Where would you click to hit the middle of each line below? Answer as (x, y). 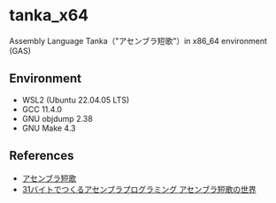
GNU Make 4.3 (49, 128)
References (42, 156)
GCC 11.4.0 (42, 109)
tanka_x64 (49, 15)
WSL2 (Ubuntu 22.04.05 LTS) (76, 100)
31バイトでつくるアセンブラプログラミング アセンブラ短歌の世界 (139, 189)
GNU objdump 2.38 (57, 118)
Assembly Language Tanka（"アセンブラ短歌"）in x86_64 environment (138, 41)
